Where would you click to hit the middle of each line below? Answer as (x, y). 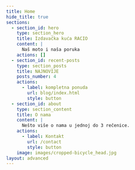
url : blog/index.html (54, 93)
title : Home (21, 11)
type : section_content (44, 109)
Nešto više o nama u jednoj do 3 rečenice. (76, 126)
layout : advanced (27, 158)
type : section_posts (42, 66)
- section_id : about (36, 104)
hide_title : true (27, 17)
